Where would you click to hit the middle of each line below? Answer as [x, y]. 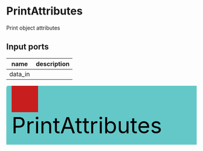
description [53, 63]
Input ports [28, 47]
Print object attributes [33, 28]
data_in [20, 74]
